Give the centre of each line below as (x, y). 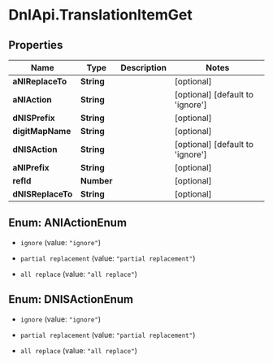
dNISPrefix (34, 118)
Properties (36, 45)
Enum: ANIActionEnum (68, 223)
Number (96, 181)
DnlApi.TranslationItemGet (101, 15)
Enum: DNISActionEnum (71, 299)
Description (144, 68)
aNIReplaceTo (40, 81)
